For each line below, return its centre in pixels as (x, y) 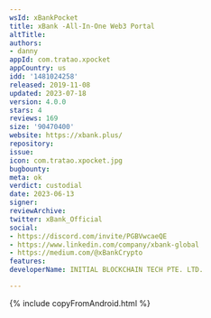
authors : (26, 43)
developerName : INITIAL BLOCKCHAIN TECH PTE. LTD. (106, 270)
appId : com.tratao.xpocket (60, 60)
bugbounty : (30, 169)
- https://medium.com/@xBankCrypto (76, 253)
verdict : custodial (46, 186)
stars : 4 (26, 110)
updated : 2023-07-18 (48, 93)
